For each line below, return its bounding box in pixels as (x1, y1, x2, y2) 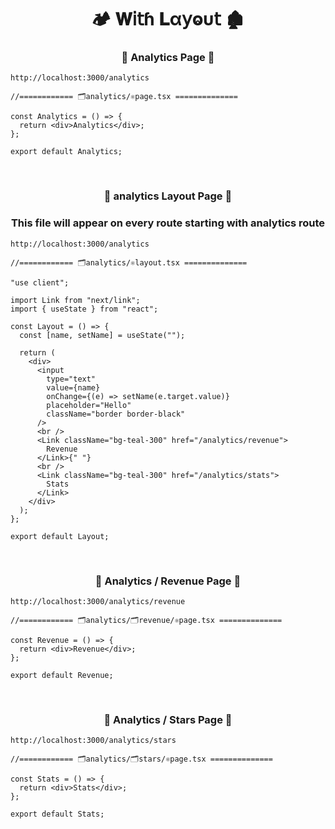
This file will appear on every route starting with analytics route (10, 216, 326, 230)
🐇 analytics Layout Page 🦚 (103, 189, 233, 203)
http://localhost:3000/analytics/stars (10, 736, 177, 746)
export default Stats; (10, 809, 105, 820)
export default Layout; (10, 531, 110, 541)
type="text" (46, 374, 97, 384)
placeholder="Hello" (46, 400, 132, 410)
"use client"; (10, 277, 70, 288)
